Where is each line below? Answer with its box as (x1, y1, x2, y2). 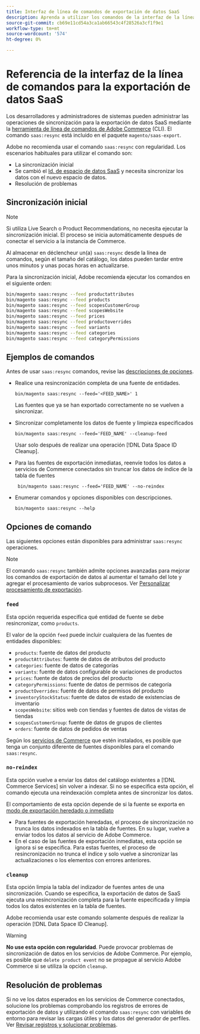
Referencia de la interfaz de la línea (6, 67, 183, 81)
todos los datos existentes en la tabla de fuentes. (6, 903, 127, 910)
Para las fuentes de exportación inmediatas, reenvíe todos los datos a (14, 459, 186, 466)
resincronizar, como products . (6, 619, 79, 627)
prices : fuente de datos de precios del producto (14, 674, 133, 681)
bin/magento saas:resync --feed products (6, 297, 111, 303)
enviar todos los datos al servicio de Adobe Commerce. (14, 831, 151, 838)
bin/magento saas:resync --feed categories (6, 330, 116, 336)
